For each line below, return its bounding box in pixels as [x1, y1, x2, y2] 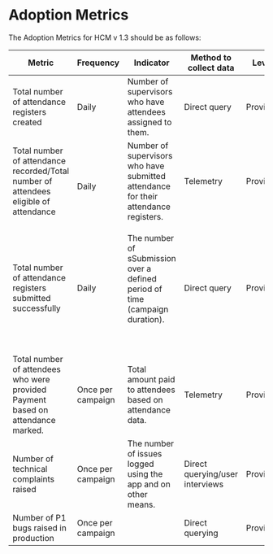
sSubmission [127, 252, 176, 264]
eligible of [12, 195, 50, 207]
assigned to [127, 116, 172, 128]
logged [127, 458, 154, 469]
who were [12, 373, 50, 385]
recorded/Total [12, 165, 70, 177]
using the [127, 468, 163, 479]
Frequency [76, 57, 120, 68]
